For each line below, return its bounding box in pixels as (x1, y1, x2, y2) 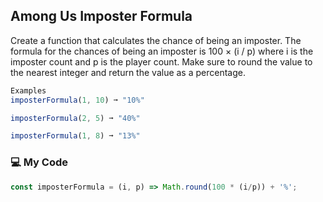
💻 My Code (10, 155, 68, 169)
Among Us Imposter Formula (10, 8, 193, 25)
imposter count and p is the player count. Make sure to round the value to (10, 55, 313, 68)
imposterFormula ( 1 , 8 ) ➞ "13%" (10, 131, 141, 141)
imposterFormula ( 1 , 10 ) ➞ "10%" (10, 95, 145, 105)
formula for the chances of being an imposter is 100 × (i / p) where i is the (10, 45, 314, 57)
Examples (10, 85, 47, 96)
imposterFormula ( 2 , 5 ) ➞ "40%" (10, 113, 141, 123)
